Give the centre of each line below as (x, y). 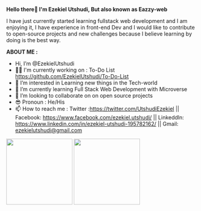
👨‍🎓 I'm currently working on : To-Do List (65, 70)
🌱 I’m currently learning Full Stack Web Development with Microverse (101, 89)
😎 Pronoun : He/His (40, 102)
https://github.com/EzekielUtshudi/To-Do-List (72, 76)
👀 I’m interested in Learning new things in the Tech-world (86, 83)
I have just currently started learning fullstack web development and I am (97, 21)
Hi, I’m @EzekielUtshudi (44, 64)
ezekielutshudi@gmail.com (49, 130)
